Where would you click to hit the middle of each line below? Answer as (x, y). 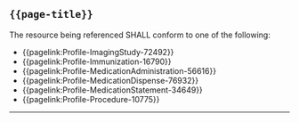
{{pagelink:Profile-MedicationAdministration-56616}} (119, 70)
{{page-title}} (51, 15)
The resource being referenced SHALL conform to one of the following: (140, 35)
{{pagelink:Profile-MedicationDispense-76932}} (110, 80)
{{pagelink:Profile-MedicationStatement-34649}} (112, 90)
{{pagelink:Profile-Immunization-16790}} (97, 61)
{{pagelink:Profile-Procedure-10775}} (91, 99)
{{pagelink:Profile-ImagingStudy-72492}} (98, 52)
